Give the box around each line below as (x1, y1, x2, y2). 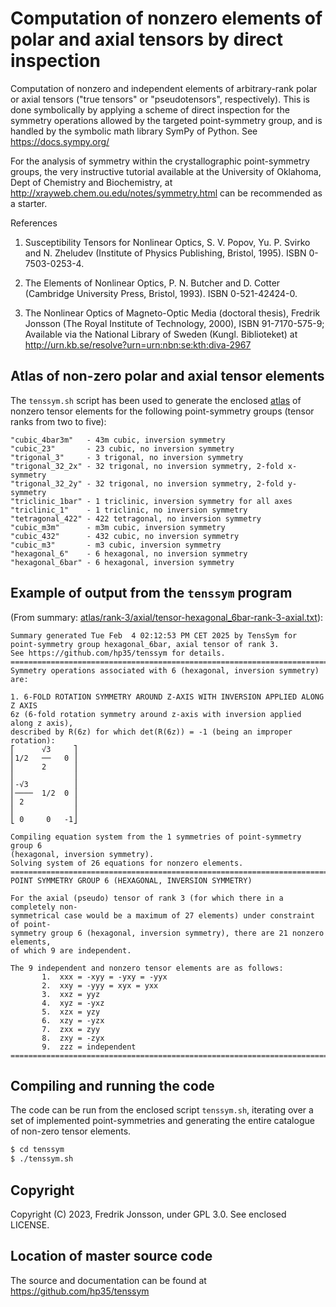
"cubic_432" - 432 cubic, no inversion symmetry (10, 531, 240, 541)
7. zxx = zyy (41, 1024, 101, 1034)
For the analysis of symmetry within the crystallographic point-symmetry (10, 155, 310, 167)
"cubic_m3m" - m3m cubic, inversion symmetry (10, 522, 226, 532)
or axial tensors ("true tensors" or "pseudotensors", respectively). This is (10, 93, 311, 105)
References (10, 217, 58, 229)
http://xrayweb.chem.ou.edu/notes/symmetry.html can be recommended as (10, 187, 323, 199)
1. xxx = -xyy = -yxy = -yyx (41, 972, 168, 982)
